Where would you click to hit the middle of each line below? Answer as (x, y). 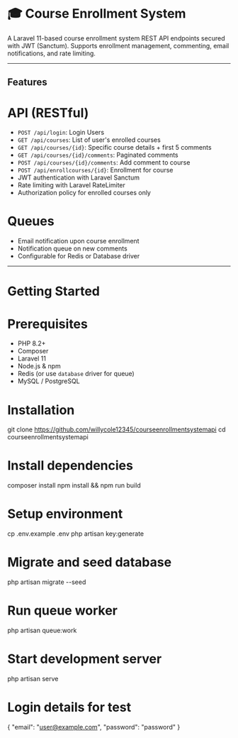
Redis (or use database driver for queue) (76, 374)
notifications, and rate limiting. (51, 53)
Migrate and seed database (90, 562)
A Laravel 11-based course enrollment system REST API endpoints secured (116, 38)
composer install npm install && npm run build (74, 485)
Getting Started (54, 291)
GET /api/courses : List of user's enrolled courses (89, 140)
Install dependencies (70, 466)
